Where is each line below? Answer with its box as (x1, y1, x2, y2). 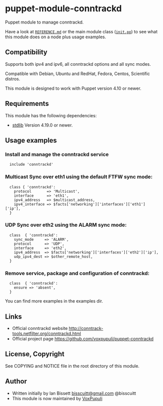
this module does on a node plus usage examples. (5, 34, 106, 40)
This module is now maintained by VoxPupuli (12, 395, 103, 401)
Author (5, 377, 27, 385)
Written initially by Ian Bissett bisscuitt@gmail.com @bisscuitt (12, 390, 136, 396)
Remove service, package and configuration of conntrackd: (5, 270, 150, 277)
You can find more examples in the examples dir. (5, 298, 103, 304)
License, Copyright (5, 350, 65, 358)
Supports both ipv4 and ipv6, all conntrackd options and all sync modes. (5, 61, 151, 67)
